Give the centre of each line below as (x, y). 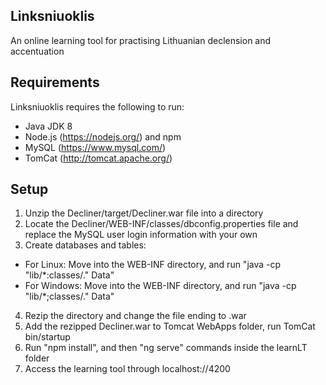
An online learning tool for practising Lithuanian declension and (141, 40)
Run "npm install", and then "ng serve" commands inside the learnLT (166, 348)
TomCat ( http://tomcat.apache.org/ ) (98, 158)
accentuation (37, 51)
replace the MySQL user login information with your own (141, 235)
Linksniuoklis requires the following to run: (97, 106)
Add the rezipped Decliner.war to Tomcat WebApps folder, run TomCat (170, 326)
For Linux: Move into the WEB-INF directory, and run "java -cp (153, 265)
